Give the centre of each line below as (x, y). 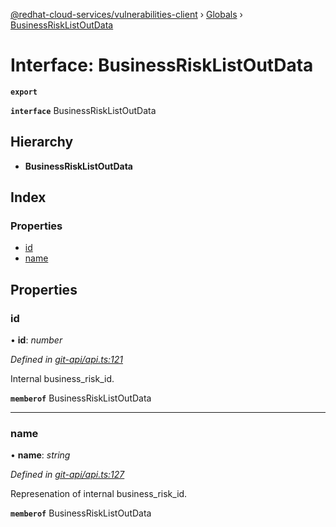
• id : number (36, 340)
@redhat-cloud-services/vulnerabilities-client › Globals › (126, 14)
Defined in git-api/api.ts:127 (67, 475)
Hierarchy (42, 142)
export (24, 92)
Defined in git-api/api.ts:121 (67, 360)
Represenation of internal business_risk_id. (99, 494)
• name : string (40, 455)
